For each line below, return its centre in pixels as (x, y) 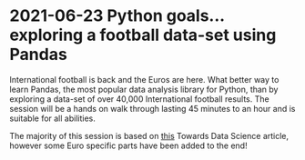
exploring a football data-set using (143, 35)
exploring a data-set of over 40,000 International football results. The (140, 99)
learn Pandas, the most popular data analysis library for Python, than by (144, 89)
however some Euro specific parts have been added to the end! (128, 145)
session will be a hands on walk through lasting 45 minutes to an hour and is (152, 108)
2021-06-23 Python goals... (117, 16)
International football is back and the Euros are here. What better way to (144, 79)
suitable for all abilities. (52, 118)
